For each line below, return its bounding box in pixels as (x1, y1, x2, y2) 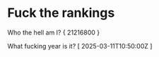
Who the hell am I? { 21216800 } (7, 28, 100, 37)
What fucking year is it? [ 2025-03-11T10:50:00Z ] (7, 42, 153, 50)
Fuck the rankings (7, 5, 115, 21)
